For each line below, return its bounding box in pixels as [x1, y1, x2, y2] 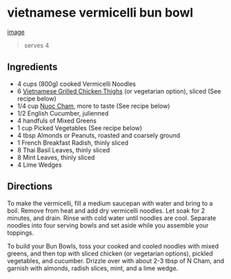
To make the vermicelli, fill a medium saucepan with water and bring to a [7, 199, 213, 207]
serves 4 [23, 41, 50, 49]
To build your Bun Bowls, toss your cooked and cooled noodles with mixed [7, 242, 219, 250]
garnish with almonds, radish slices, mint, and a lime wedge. [7, 264, 179, 272]
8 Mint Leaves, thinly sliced [17, 153, 95, 161]
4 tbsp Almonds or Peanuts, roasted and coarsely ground [17, 131, 181, 139]
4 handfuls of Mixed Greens [17, 116, 97, 125]
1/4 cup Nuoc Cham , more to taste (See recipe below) [17, 102, 170, 110]
